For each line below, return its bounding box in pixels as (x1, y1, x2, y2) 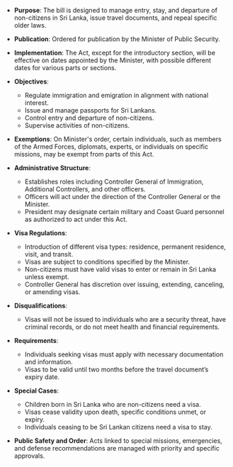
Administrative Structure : (13, 164, 91, 172)
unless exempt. (24, 273, 69, 281)
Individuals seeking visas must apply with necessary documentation (24, 350, 224, 359)
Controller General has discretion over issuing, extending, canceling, (24, 280, 225, 288)
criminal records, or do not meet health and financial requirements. (24, 322, 220, 331)
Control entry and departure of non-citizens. (24, 113, 154, 122)
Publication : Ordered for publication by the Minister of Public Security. (13, 35, 221, 43)
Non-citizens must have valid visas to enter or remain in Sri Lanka (24, 265, 217, 274)
